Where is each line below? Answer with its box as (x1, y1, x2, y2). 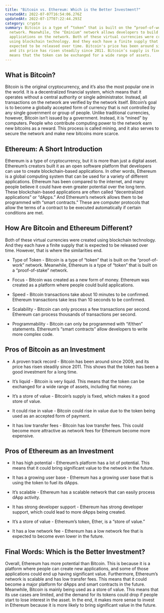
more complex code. (12, 331, 54, 337)
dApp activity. (12, 495, 41, 500)
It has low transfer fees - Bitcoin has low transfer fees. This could (12, 422, 144, 428)
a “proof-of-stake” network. (12, 267, 68, 273)
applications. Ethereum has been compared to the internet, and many (5, 179, 144, 184)
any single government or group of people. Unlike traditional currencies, (5, 110, 150, 116)
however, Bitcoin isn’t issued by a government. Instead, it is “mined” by (5, 115, 148, 121)
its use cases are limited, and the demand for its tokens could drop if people (5, 592, 158, 598)
